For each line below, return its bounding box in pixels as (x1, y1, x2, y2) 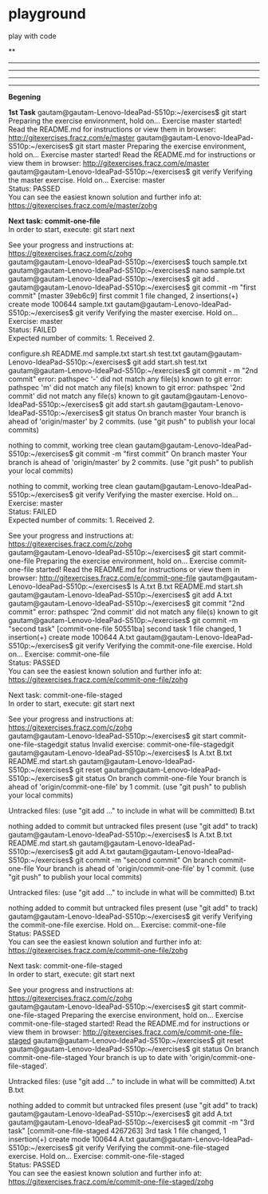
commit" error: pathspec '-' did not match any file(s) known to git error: (8, 374, 243, 384)
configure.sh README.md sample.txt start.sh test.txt (8, 349, 181, 358)
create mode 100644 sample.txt (8, 299, 113, 309)
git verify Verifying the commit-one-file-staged (75, 1142, 230, 1153)
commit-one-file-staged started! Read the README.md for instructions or (8, 1019, 250, 1028)
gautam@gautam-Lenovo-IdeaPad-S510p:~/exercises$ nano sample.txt (8, 265, 246, 275)
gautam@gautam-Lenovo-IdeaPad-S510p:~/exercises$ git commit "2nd (8, 598, 245, 608)
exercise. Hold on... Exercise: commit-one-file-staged (8, 1151, 185, 1161)
